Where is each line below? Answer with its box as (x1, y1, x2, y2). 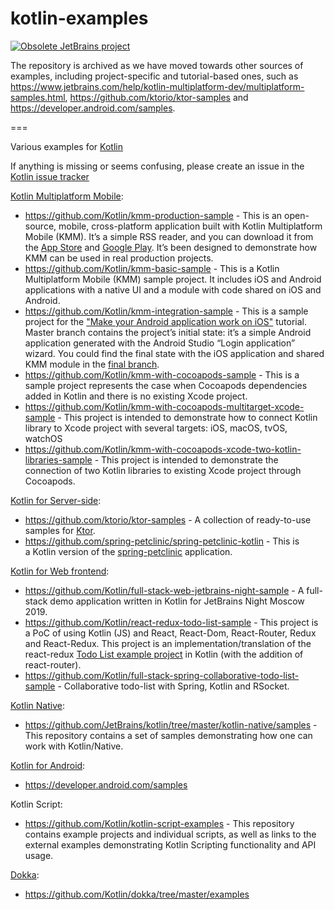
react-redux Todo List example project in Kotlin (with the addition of (24, 648, 304, 660)
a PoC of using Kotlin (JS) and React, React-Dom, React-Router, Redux (24, 627, 317, 639)
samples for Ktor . (24, 524, 96, 536)
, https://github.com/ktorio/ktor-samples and (64, 91, 249, 103)
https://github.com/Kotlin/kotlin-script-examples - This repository (24, 817, 295, 829)
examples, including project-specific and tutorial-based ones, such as (10, 70, 299, 82)
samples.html (10, 91, 66, 103)
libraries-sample (24, 453, 93, 466)
